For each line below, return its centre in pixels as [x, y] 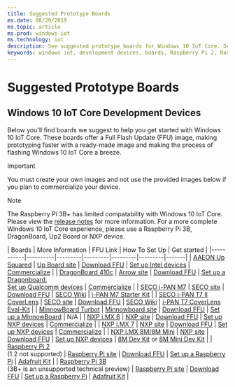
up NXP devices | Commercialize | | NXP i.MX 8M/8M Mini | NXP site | [108, 331]
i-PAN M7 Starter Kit [121, 294]
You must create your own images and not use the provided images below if [117, 179]
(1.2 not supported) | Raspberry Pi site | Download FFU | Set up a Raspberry [116, 353]
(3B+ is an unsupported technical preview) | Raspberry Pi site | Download [113, 369]
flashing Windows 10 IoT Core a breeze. [64, 152]
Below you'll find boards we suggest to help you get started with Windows [114, 129]
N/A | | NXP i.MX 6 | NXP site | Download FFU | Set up [144, 316]
